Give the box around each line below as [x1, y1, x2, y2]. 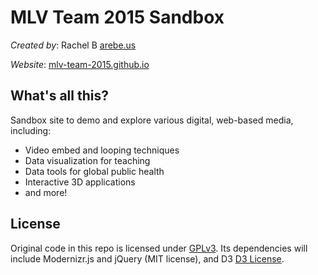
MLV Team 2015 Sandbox [10, 6, 225, 29]
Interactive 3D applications [24, 176, 136, 188]
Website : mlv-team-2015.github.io [10, 58, 150, 70]
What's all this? [10, 87, 109, 105]
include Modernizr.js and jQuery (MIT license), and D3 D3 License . [10, 252, 285, 265]
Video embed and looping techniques [24, 144, 180, 156]
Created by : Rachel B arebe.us [10, 39, 137, 51]
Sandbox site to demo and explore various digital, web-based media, [10, 114, 294, 126]
